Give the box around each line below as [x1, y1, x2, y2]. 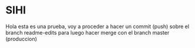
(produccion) [5, 35, 38, 42]
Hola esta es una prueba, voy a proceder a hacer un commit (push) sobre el [5, 23, 190, 30]
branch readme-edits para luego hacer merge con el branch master [5, 29, 170, 36]
